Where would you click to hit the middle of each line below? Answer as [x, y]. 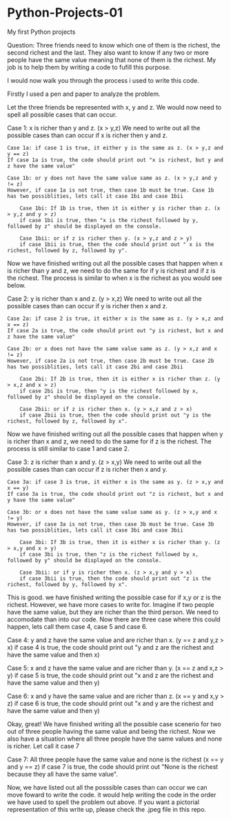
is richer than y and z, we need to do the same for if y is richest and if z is [111, 270]
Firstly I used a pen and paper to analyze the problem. [84, 94]
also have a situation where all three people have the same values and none [115, 739]
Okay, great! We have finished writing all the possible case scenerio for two [114, 724]
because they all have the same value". [63, 774]
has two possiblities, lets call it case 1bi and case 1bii [96, 196]
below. [17, 285]
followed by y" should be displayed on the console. [84, 560]
